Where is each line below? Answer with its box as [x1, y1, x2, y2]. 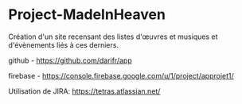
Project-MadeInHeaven [8, 6, 166, 24]
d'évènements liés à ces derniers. [8, 40, 119, 49]
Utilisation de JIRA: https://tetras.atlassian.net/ [8, 86, 161, 96]
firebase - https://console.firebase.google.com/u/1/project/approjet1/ [8, 71, 235, 80]
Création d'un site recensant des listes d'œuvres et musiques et [8, 32, 218, 41]
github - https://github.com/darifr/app [8, 56, 133, 65]
